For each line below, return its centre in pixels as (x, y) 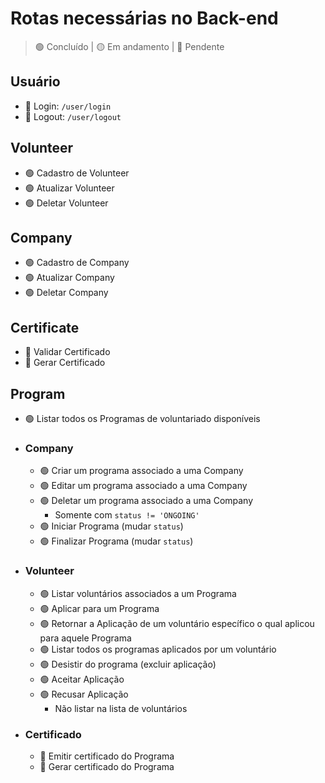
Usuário (35, 82)
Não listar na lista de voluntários (121, 708)
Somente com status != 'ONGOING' (127, 515)
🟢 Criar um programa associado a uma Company (141, 471)
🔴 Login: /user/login (68, 106)
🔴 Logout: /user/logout (73, 116)
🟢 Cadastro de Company (77, 263)
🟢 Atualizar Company (69, 278)
